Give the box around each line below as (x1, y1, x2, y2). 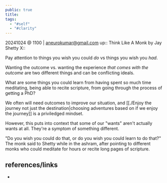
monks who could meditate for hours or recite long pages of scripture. (5, 146, 150, 152)
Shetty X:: (5, 45, 26, 51)
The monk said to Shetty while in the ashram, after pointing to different (5, 141, 151, 147)
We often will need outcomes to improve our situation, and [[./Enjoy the (5, 100, 151, 106)
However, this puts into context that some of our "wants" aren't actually (5, 120, 152, 126)
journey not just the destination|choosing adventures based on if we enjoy (5, 105, 158, 111)
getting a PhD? (5, 90, 36, 96)
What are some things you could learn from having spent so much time (5, 80, 151, 86)
